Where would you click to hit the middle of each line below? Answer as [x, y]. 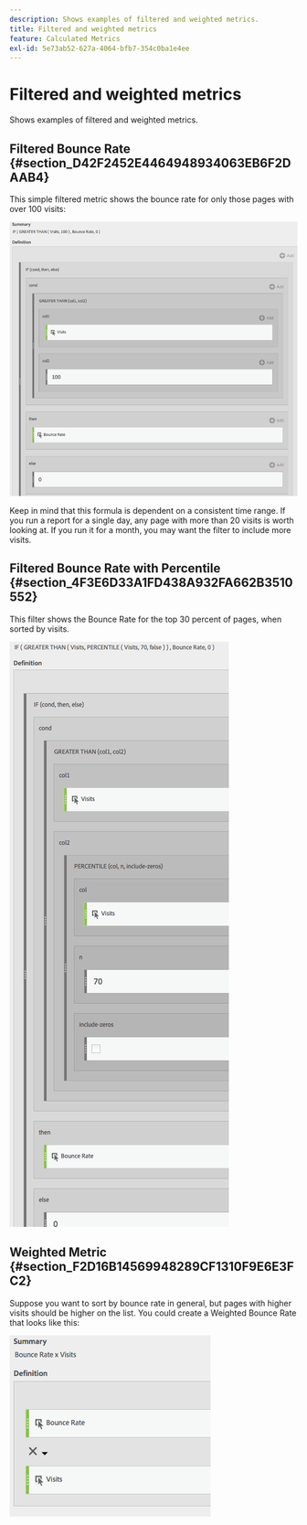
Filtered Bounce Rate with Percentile [115, 568]
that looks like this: [45, 1322]
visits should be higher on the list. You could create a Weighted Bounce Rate [153, 1313]
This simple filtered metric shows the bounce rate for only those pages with [152, 199]
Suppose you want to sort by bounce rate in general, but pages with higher [151, 1303]
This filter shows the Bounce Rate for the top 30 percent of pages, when [146, 619]
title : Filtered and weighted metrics [83, 29]
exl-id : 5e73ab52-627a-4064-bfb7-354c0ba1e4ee [100, 48]
